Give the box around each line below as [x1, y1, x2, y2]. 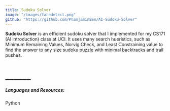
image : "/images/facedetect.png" [5, 12, 76, 17]
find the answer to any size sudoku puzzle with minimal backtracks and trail [5, 47, 164, 53]
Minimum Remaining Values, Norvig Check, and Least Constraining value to [5, 42, 163, 48]
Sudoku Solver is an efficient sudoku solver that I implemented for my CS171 [5, 31, 165, 37]
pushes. [5, 52, 22, 58]
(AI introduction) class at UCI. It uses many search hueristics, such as [5, 36, 151, 42]
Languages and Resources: [5, 87, 65, 93]
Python [5, 100, 20, 106]
